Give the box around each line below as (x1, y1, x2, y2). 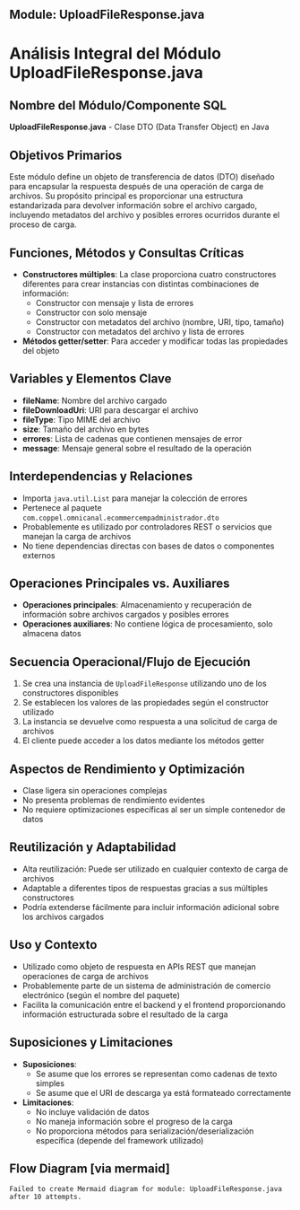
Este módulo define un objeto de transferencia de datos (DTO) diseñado (9, 171, 275, 182)
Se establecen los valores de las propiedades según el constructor (21, 697, 269, 708)
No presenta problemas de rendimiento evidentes (21, 794, 206, 806)
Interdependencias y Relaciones (9, 469, 193, 484)
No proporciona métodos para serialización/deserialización (35, 1126, 254, 1136)
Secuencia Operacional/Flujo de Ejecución (9, 654, 251, 670)
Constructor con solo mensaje (35, 307, 148, 318)
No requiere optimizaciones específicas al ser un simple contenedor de (21, 804, 286, 815)
